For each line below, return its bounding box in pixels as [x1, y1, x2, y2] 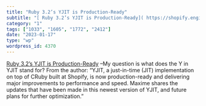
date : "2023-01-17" [6, 32, 56, 38]
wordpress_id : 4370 [6, 44, 56, 50]
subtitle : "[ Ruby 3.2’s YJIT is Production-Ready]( [6, 15, 144, 21]
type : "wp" [6, 37, 34, 44]
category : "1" [6, 20, 43, 26]
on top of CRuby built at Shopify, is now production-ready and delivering [6, 73, 190, 80]
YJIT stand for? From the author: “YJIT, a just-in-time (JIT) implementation [6, 66, 194, 74]
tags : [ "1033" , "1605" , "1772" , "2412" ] [6, 26, 112, 32]
